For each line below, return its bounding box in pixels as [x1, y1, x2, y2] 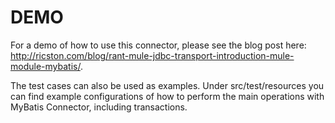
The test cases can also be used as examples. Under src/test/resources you [10, 79, 325, 91]
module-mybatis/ [10, 60, 81, 72]
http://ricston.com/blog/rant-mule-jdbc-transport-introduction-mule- [10, 49, 295, 61]
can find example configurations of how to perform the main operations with [10, 90, 325, 102]
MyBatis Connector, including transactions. [10, 101, 188, 113]
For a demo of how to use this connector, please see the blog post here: [10, 39, 307, 51]
